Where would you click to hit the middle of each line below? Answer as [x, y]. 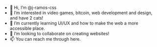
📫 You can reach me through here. [45, 39]
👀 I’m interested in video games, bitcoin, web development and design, [81, 13]
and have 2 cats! [26, 18]
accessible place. [27, 28]
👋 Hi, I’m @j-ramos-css [33, 8]
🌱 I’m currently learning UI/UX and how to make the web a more [74, 23]
